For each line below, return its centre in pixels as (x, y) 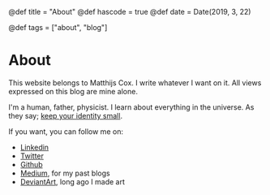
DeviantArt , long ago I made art (73, 181)
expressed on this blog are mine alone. (73, 91)
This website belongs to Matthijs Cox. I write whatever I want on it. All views (135, 82)
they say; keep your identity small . (66, 115)
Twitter (32, 156)
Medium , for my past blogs (65, 173)
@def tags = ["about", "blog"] (58, 27)
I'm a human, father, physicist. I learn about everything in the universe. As (131, 107)
